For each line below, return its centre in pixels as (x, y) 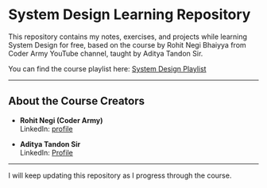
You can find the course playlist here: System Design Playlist (107, 68)
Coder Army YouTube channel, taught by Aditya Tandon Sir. (106, 53)
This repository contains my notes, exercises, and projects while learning (128, 36)
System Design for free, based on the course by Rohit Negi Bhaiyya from (127, 44)
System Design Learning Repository (130, 15)
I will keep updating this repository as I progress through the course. (120, 175)
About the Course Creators (77, 101)
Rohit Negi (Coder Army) (61, 120)
